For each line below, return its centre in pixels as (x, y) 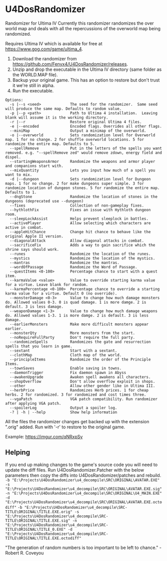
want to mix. (19, 174)
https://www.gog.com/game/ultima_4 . (44, 49)
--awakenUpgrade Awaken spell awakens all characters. (80, 377)
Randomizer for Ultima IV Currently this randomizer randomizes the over (79, 23)
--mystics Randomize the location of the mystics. (82, 258)
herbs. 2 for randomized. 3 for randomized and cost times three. (76, 395)
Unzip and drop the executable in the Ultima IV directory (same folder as (87, 69)
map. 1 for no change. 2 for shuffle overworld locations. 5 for (74, 139)
